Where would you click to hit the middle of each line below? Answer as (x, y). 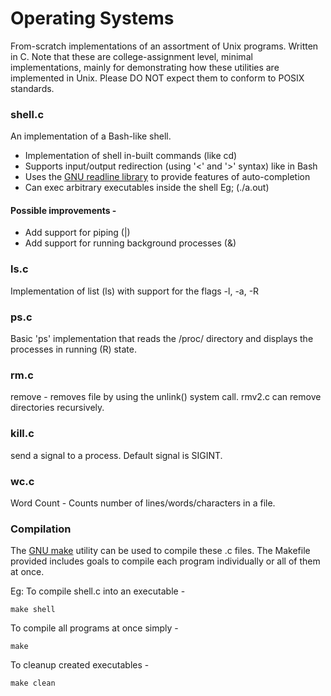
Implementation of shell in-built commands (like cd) (131, 156)
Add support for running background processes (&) (130, 243)
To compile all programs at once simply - (94, 628)
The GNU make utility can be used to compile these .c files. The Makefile (160, 551)
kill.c (22, 434)
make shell (33, 610)
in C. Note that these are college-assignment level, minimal (131, 56)
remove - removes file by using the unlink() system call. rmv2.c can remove (166, 397)
